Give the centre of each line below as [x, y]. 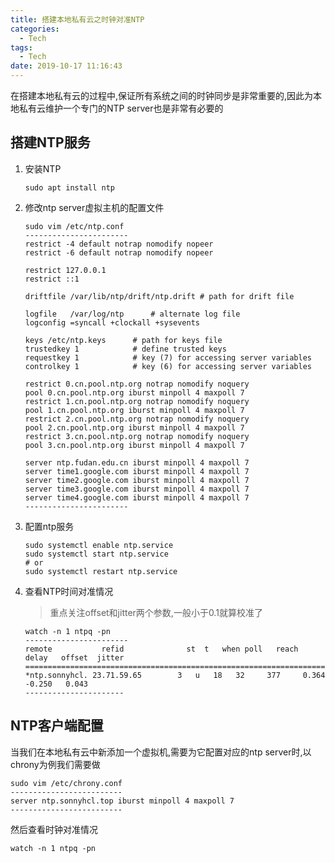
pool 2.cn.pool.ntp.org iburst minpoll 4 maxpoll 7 [134, 427]
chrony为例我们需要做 [55, 764]
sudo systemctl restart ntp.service [101, 571]
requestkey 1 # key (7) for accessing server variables [168, 357]
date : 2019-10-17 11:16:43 [66, 66]
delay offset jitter [74, 657]
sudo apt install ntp [69, 187]
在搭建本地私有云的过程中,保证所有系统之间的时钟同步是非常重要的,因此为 [162, 95]
